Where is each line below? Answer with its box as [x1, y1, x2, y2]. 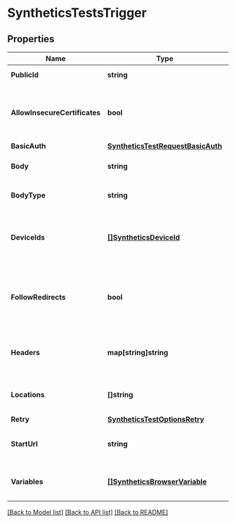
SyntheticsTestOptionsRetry [107, 415, 205, 424]
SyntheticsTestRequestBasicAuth [107, 141, 223, 150]
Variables [11, 477, 44, 486]
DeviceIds [11, 233, 46, 242]
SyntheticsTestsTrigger [7, 5, 147, 21]
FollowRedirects [11, 292, 66, 302]
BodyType [11, 191, 46, 200]
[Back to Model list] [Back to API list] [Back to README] [7, 508, 169, 516]
